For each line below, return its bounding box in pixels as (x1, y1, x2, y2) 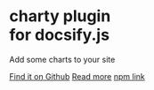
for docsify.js (9, 25, 109, 45)
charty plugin (9, 6, 111, 26)
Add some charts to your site (9, 54, 116, 64)
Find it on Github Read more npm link (9, 71, 145, 81)
